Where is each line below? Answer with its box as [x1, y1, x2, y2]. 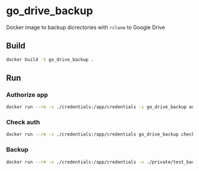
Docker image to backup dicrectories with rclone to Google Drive [6, 24, 165, 31]
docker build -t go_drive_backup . [6, 56, 94, 63]
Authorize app [6, 91, 49, 99]
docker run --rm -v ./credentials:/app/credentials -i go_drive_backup [6, 104, 187, 110]
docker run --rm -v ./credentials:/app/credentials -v [6, 159, 145, 165]
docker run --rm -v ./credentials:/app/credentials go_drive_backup [6, 131, 179, 137]
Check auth [6, 118, 40, 127]
